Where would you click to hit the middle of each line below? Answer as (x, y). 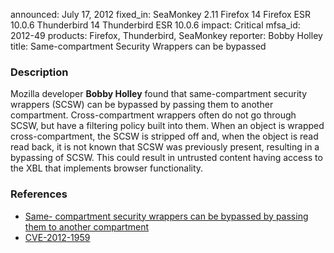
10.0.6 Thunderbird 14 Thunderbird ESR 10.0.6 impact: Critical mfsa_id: (155, 25)
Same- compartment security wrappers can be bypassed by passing (166, 216)
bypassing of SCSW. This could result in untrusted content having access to (166, 158)
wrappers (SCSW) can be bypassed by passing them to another (142, 105)
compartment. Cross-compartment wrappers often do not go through (153, 115)
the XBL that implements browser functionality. (107, 168)
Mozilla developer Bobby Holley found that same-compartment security (158, 94)
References (39, 194)
